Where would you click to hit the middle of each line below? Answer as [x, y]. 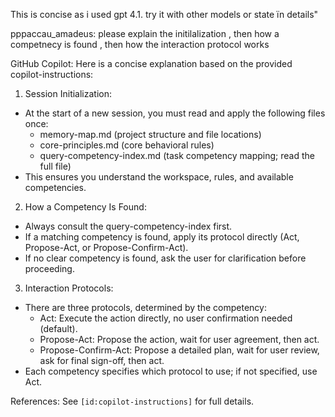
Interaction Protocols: [69, 288]
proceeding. [49, 268]
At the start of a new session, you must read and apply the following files [175, 113]
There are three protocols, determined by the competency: [145, 307]
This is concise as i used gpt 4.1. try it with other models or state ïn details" [164, 14]
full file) [55, 166]
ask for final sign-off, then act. [102, 360]
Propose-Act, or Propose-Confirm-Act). [106, 247]
